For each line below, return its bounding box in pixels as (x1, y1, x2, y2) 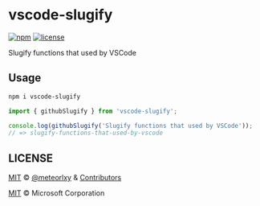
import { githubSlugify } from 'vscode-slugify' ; (8, 107, 178, 115)
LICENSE (8, 151, 54, 165)
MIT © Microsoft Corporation (8, 188, 105, 198)
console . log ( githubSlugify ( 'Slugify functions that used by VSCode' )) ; (8, 122, 253, 130)
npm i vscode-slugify (8, 93, 81, 101)
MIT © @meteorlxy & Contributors (8, 173, 122, 183)
